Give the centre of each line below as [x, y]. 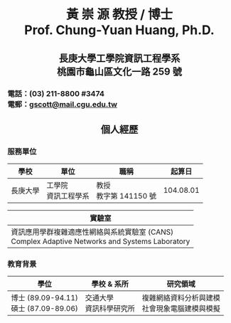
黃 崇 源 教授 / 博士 [119, 15]
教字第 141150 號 [126, 196]
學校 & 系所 [110, 284]
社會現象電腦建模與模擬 [181, 309]
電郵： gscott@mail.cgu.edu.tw [62, 104]
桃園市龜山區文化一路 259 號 [119, 72]
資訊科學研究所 [110, 309]
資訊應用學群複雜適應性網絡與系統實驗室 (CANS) [92, 232]
